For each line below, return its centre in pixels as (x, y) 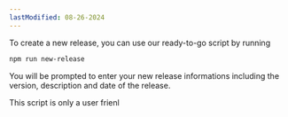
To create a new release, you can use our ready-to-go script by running (140, 43)
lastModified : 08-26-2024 (57, 17)
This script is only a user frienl (64, 102)
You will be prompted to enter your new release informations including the (144, 75)
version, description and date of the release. (90, 85)
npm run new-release (47, 58)
